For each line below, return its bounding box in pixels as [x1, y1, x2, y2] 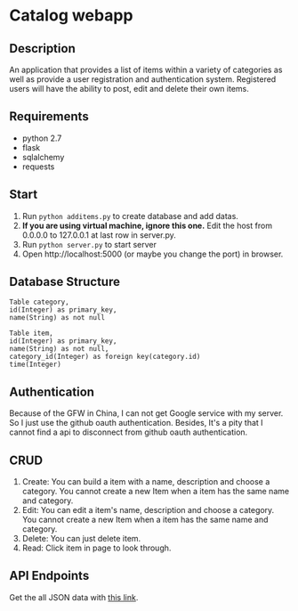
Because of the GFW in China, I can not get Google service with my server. [9, 408, 284, 419]
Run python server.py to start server [21, 239, 157, 249]
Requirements [9, 109, 89, 125]
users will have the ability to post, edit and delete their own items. [9, 84, 249, 94]
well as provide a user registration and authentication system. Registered [9, 74, 277, 85]
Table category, [9, 297, 69, 307]
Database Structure [9, 274, 120, 289]
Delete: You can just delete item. [21, 534, 141, 544]
